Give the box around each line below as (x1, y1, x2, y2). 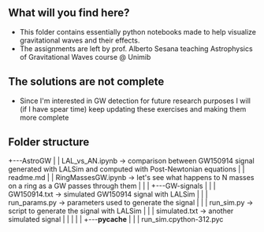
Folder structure (8, 135, 90, 149)
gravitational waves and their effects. (19, 35, 140, 45)
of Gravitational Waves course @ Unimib (19, 52, 151, 61)
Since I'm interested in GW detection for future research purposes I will (19, 96, 251, 105)
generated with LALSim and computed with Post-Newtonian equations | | (8, 164, 246, 174)
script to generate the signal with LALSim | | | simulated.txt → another (8, 206, 234, 215)
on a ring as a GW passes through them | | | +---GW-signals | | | (8, 181, 216, 191)
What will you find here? (8, 6, 130, 20)
